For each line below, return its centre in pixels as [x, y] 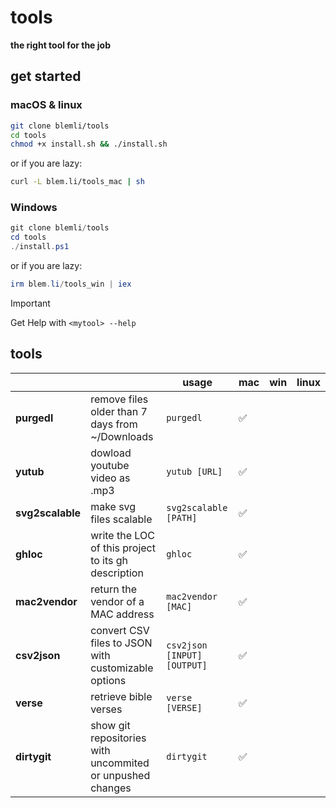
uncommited [120, 763]
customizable [122, 668]
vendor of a [117, 601]
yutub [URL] [194, 471]
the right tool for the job [60, 45]
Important [30, 303]
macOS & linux [46, 105]
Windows [34, 208]
